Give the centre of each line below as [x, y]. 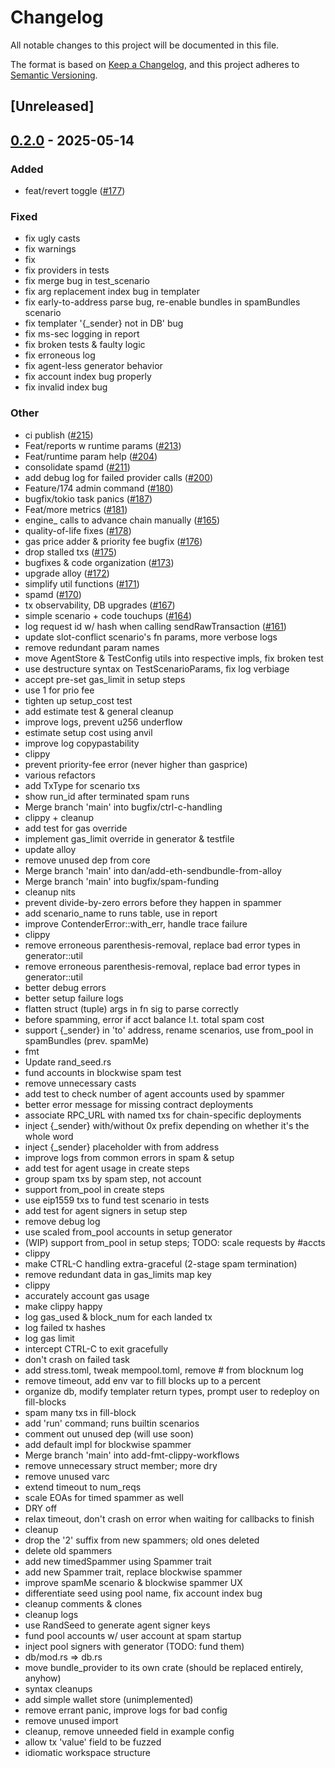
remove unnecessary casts [80, 1083]
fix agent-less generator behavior [93, 366]
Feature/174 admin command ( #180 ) [99, 488]
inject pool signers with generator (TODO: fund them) [134, 1646]
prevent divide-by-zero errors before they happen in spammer [153, 902]
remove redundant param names [92, 647]
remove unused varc [67, 1476]
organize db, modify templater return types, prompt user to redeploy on [172, 1391]
